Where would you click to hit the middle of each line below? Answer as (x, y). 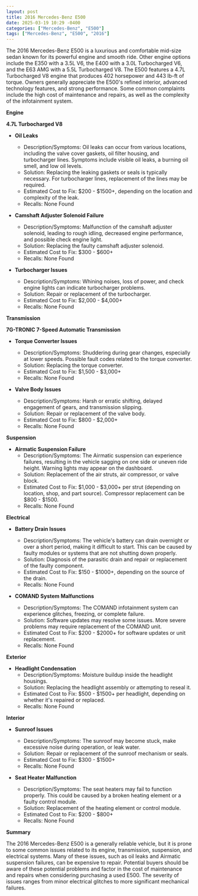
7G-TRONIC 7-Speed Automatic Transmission (64, 330)
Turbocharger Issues (41, 270)
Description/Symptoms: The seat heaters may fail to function (98, 789)
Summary (18, 832)
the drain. (35, 578)
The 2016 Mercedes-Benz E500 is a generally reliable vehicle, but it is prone (99, 844)
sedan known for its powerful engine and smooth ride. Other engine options (98, 57)
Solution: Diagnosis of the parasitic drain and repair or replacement (105, 559)
